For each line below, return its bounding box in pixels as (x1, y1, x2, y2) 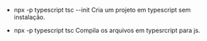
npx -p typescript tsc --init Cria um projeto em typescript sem (13, 6, 191, 14)
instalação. (13, 13, 46, 21)
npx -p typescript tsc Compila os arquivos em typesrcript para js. (13, 27, 201, 34)
